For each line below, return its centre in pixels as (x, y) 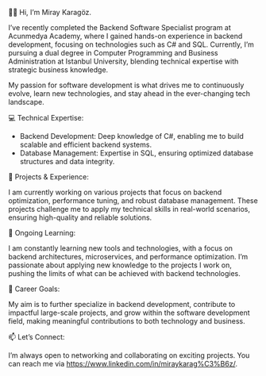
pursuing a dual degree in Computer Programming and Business (113, 53)
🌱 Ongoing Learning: (42, 233)
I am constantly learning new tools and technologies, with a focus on (120, 248)
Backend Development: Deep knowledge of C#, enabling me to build (132, 136)
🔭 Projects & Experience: (48, 177)
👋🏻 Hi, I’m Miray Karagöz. (50, 12)
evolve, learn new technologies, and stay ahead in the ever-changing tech (129, 94)
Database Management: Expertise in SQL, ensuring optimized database (137, 153)
